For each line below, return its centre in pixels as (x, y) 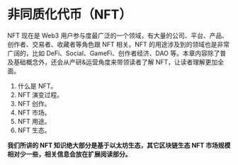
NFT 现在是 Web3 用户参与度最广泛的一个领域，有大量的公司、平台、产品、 (118, 35)
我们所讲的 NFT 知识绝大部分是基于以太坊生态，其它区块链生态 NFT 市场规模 (119, 145)
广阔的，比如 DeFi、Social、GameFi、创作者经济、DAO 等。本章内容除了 (114, 53)
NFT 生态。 (34, 130)
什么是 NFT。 (37, 86)
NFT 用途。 (34, 121)
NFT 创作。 (34, 103)
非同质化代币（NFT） (70, 15)
